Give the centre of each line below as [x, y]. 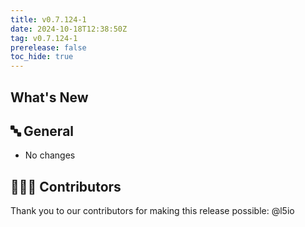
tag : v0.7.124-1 [44, 38]
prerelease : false [48, 47]
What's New [49, 97]
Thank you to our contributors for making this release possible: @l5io [152, 211]
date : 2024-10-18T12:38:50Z [69, 29]
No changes [50, 155]
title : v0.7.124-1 [48, 19]
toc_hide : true [42, 57]
